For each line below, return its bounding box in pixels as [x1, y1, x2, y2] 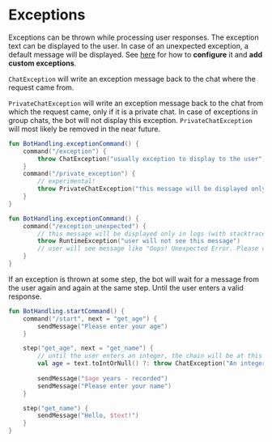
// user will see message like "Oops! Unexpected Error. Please [37, 244, 259, 253]
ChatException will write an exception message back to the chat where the [8, 74, 257, 83]
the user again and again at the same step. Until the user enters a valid [8, 283, 244, 292]
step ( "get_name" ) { [23, 404, 89, 412]
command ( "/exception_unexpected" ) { [23, 222, 147, 230]
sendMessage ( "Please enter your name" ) [37, 382, 172, 390]
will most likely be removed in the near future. [8, 124, 160, 134]
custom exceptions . [8, 58, 77, 68]
